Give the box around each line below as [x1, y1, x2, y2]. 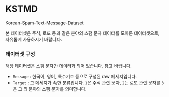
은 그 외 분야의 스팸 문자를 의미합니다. [12, 86, 87, 92]
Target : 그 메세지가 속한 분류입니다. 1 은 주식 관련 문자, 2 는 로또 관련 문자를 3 [12, 80, 164, 86]
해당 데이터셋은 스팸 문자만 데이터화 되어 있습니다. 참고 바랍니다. [5, 63, 132, 69]
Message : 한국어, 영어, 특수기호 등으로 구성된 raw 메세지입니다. [12, 74, 137, 80]
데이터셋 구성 [5, 50, 35, 57]
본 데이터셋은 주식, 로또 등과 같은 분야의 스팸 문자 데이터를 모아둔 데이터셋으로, [5, 30, 160, 36]
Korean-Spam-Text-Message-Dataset [5, 20, 84, 26]
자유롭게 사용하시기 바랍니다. [5, 36, 62, 42]
